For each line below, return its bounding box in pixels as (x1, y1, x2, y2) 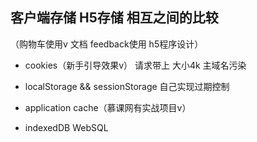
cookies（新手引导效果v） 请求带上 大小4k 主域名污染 (24, 59, 247, 71)
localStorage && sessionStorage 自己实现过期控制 (24, 80, 230, 92)
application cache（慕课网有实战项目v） (24, 101, 192, 113)
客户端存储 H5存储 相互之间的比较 (10, 9, 219, 27)
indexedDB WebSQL (24, 121, 109, 133)
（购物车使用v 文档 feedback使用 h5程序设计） (10, 38, 204, 50)
